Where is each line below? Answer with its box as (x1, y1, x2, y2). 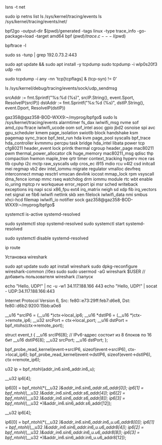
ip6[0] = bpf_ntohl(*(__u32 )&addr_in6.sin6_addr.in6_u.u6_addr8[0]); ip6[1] (5, 419, 154, 425)
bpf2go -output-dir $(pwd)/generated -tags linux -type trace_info (5, 28, 136, 33)
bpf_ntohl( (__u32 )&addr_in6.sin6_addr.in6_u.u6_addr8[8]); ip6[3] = (5, 429, 140, 435)
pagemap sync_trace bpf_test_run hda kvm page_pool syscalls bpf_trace (5, 135, 151, 141)
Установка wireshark (5, 254, 48, 260)
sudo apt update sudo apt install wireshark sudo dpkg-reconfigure (5, 264, 138, 269)
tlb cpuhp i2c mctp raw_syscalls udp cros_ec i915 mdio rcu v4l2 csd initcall (5, 161, 155, 166)
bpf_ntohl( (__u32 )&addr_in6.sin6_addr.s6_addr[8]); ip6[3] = (5, 395, 126, 401)
